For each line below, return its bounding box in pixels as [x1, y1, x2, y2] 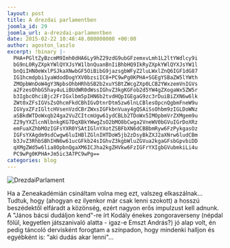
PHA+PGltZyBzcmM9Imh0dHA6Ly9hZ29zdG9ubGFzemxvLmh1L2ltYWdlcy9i [13, 55, 198, 62]
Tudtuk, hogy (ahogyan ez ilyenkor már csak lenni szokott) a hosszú [7, 196, 200, 205]
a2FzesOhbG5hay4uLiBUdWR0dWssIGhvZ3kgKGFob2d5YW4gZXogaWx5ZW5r [13, 87, 198, 93]
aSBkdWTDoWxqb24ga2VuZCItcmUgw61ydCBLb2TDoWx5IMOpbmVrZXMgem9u [13, 112, 198, 119]
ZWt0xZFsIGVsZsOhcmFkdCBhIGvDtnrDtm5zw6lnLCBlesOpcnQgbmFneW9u [13, 100, 198, 106]
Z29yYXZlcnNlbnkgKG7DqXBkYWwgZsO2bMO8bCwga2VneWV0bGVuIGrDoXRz [13, 118, 198, 126]
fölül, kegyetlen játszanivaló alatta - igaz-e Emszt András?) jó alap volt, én [7, 218, 216, 227]
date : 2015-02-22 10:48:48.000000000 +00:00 [7, 36, 137, 43]
